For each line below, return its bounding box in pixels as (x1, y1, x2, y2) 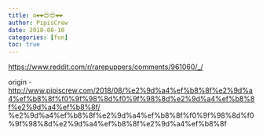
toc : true (8, 41, 41, 49)
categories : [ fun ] (8, 33, 68, 42)
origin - (8, 78, 32, 87)
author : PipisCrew (8, 19, 68, 27)
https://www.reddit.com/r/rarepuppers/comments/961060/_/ (8, 62, 204, 71)
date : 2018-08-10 (8, 26, 65, 34)
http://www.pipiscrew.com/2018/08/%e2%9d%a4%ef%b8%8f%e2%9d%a (8, 86, 254, 95)
